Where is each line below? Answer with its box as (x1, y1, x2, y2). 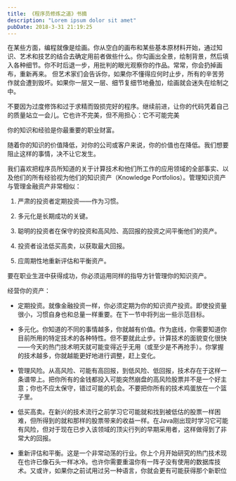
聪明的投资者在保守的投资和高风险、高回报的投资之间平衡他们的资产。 (17, 227, 221, 235)
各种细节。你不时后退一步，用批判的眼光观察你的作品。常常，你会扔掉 (13, 61, 216, 70)
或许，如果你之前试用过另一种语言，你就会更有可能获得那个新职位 (36, 466, 227, 475)
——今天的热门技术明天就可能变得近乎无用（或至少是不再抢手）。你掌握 (17, 343, 224, 351)
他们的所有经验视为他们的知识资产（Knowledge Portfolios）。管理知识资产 (13, 173, 226, 182)
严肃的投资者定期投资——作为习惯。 (17, 197, 123, 206)
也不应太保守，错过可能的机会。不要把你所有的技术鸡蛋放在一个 (36, 384, 221, 393)
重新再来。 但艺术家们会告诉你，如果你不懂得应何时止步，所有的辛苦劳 (19, 70, 225, 78)
